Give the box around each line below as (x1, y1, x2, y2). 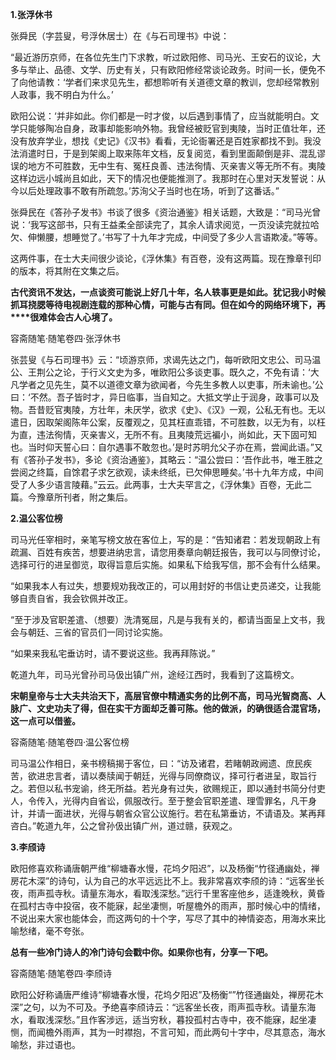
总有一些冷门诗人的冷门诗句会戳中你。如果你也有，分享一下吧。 (10, 946, 273, 958)
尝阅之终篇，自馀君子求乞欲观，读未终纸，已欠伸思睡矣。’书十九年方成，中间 (10, 466, 324, 478)
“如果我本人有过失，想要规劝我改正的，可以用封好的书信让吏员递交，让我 (10, 580, 313, 592)
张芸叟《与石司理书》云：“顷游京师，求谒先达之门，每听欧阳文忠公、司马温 (10, 354, 322, 365)
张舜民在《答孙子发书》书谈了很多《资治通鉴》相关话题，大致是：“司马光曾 (10, 206, 322, 218)
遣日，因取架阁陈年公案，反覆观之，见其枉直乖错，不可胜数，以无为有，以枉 (10, 416, 326, 428)
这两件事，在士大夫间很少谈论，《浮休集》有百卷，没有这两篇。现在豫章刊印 (10, 253, 322, 264)
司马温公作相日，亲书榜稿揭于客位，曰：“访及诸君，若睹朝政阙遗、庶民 (10, 758, 304, 769)
